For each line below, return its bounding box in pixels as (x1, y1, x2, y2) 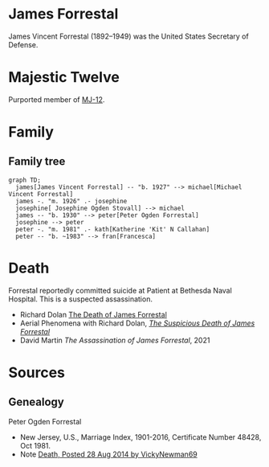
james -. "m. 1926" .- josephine (15, 197, 128, 205)
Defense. (8, 39, 39, 49)
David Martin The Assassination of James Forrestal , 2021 (19, 335, 210, 345)
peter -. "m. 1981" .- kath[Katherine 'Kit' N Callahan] (15, 225, 210, 233)
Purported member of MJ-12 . (8, 94, 105, 104)
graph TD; (8, 176, 42, 184)
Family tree (8, 154, 66, 169)
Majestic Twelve (8, 68, 120, 87)
